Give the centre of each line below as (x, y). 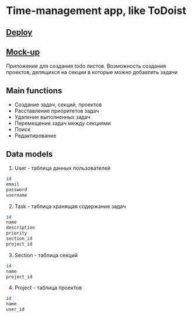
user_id (15, 310)
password (17, 190)
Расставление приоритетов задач (57, 111)
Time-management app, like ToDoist (96, 11)
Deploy (19, 32)
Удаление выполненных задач (52, 117)
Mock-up (23, 52)
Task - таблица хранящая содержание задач (70, 206)
